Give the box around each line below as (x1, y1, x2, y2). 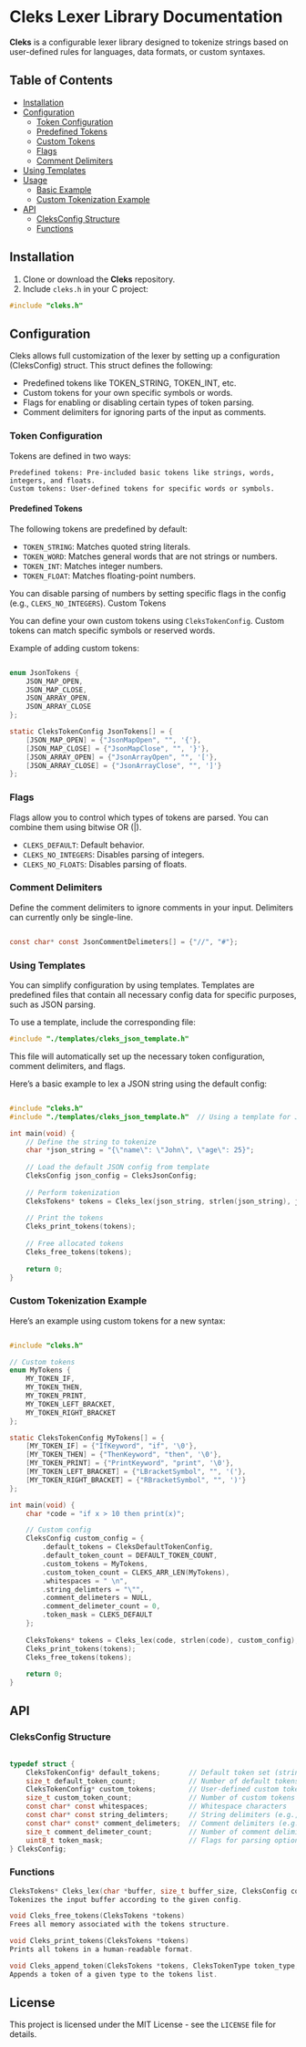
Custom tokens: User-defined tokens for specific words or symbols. (9, 483, 275, 494)
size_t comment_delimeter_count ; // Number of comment (25, 1827, 271, 1836)
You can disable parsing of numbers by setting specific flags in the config (9, 587, 287, 598)
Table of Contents (9, 73, 114, 88)
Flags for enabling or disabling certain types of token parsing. (22, 397, 255, 408)
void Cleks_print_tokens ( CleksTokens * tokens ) (9, 1937, 189, 1946)
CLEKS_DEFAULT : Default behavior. (22, 839, 146, 850)
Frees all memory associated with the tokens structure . (9, 1920, 230, 1929)
